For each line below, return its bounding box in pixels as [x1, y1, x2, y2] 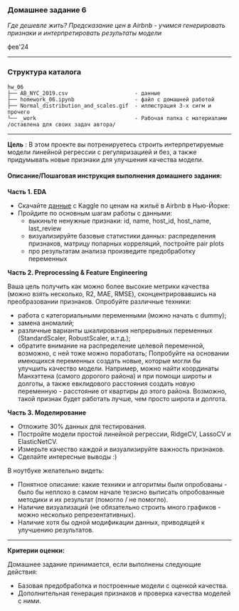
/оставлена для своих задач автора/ [7, 121, 116, 128]
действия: [7, 567, 38, 576]
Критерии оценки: [7, 546, 65, 555]
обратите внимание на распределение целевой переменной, [17, 341, 205, 350]
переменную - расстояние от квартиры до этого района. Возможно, [17, 387, 227, 395]
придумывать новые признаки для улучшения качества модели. [7, 155, 204, 163]
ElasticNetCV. [17, 437, 58, 445]
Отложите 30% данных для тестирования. [17, 422, 147, 430]
